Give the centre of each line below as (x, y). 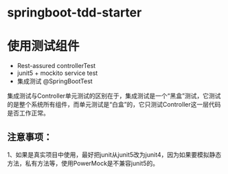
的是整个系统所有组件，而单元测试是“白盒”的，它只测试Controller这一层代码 (114, 105)
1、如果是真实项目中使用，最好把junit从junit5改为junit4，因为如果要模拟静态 (114, 154)
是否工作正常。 (28, 113)
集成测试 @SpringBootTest (55, 81)
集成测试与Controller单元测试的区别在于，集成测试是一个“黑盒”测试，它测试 (114, 96)
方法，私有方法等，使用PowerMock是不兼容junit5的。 (83, 163)
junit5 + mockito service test (57, 73)
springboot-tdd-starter (75, 13)
